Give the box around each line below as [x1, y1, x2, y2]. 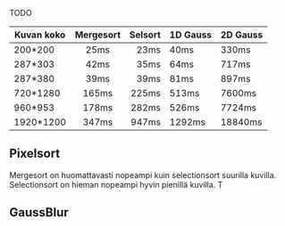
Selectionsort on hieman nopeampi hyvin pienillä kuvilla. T [9, 179, 223, 190]
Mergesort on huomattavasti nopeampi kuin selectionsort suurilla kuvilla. [9, 169, 277, 181]
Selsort [129, 28, 161, 41]
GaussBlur [9, 205, 69, 221]
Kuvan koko [13, 28, 66, 41]
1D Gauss [169, 28, 213, 41]
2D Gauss [220, 28, 264, 41]
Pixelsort [9, 146, 61, 161]
